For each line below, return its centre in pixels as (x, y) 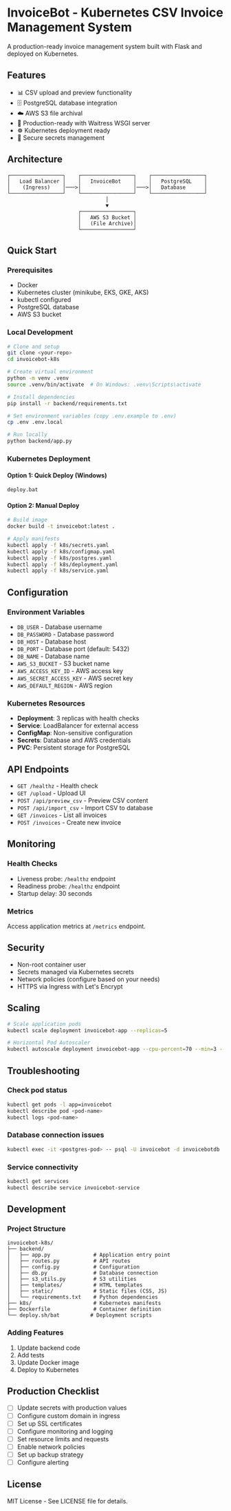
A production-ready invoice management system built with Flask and (105, 46)
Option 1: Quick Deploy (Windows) (57, 475)
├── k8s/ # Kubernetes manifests (84, 1304)
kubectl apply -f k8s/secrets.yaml (58, 545)
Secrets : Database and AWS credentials (74, 740)
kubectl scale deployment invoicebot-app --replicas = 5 (87, 1030)
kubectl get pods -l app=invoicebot (59, 1104)
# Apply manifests (33, 539)
